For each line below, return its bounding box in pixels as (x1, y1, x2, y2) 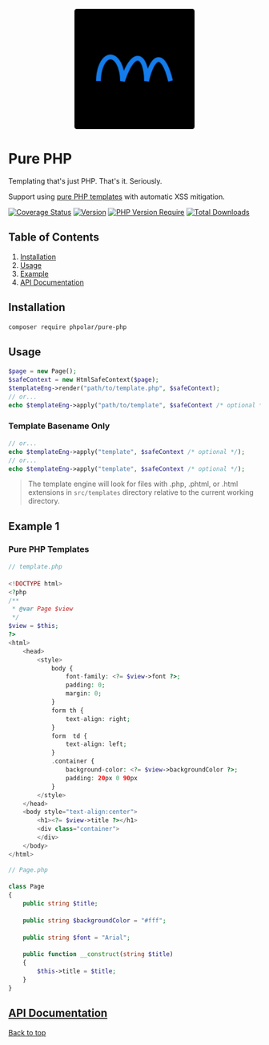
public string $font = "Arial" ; (22, 934, 130, 942)
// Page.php (8, 865, 48, 874)
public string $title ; (22, 900, 98, 908)
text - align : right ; (65, 715, 130, 723)
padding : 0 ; (65, 681, 106, 690)
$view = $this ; (8, 622, 59, 630)
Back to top (8, 1027, 46, 1037)
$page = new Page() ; (8, 367, 78, 375)
